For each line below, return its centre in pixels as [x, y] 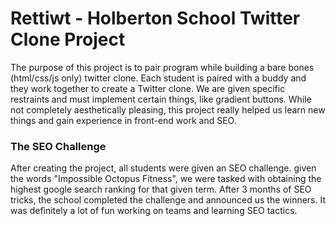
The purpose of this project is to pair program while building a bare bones [162, 67]
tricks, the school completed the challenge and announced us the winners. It [168, 200]
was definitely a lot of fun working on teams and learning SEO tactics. [154, 211]
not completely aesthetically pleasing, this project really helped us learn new [168, 109]
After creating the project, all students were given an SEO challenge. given [163, 168]
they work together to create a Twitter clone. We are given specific [148, 88]
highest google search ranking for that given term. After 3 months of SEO [161, 189]
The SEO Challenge [58, 146]
